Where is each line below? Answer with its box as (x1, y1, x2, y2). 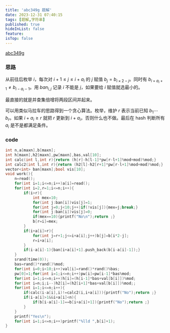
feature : (5, 31, 24, 36)
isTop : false (5, 36, 33, 41)
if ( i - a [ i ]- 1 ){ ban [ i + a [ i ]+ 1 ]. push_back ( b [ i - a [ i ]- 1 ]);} (23, 247, 140, 253)
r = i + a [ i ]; (32, 238, 54, 243)
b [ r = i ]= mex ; (32, 219, 58, 224)
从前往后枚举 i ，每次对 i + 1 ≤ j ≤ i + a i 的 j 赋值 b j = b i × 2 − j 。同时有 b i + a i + (5, 76, 163, 84)
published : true (5, 21, 40, 27)
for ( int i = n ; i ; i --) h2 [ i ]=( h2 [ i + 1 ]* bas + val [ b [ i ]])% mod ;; (14, 280, 136, 286)
